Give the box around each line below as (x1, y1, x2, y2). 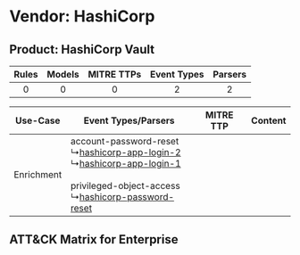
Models (46, 69, 79, 80)
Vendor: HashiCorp (9, 6, 155, 27)
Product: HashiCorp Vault (9, 42, 154, 57)
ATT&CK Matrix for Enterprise (9, 232, 179, 247)
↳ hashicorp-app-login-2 (70, 146, 181, 158)
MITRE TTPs (87, 69, 142, 80)
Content (251, 114, 287, 127)
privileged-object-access (70, 180, 180, 192)
